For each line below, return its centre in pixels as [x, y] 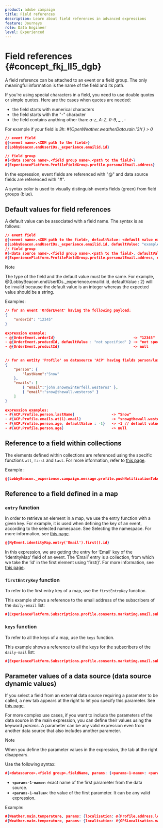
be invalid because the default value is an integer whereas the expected [77, 287]
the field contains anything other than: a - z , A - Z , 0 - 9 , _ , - [69, 119]
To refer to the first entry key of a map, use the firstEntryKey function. [76, 591]
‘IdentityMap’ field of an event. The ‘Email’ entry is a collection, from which [80, 557]
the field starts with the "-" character [49, 114]
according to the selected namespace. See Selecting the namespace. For [78, 528]
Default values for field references [58, 209]
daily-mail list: [20, 652]
